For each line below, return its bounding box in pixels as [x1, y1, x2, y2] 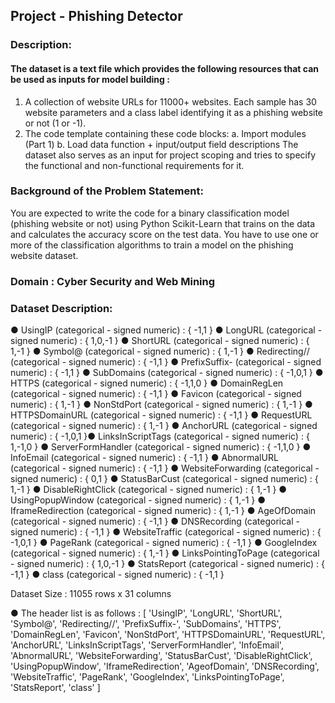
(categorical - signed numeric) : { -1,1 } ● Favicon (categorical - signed [10, 388, 302, 400]
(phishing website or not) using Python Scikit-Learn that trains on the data [10, 217, 316, 229]
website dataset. [10, 249, 79, 261]
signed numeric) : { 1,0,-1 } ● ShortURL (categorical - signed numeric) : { [10, 335, 310, 347]
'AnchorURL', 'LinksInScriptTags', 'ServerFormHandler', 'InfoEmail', [10, 639, 284, 651]
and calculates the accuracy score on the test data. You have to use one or [10, 228, 319, 240]
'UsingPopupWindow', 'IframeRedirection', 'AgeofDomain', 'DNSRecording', [10, 660, 320, 673]
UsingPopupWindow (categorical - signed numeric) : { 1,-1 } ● [10, 494, 266, 506]
